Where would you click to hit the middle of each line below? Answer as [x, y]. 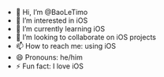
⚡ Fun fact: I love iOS [50, 66]
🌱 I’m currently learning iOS [60, 29]
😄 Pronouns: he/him [49, 57]
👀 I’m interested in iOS [52, 20]
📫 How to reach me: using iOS [66, 46]
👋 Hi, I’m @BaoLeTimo [52, 12]
